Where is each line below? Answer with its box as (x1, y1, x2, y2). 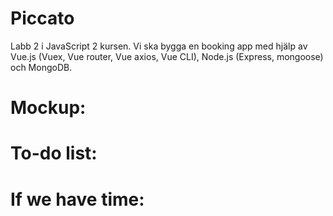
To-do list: (10, 142, 98, 165)
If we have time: (10, 188, 145, 211)
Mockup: (10, 97, 87, 119)
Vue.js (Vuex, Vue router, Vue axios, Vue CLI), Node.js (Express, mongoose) (10, 50, 324, 62)
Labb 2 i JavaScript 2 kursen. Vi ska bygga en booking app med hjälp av (10, 40, 308, 52)
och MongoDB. (10, 61, 73, 73)
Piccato (10, 7, 75, 30)
